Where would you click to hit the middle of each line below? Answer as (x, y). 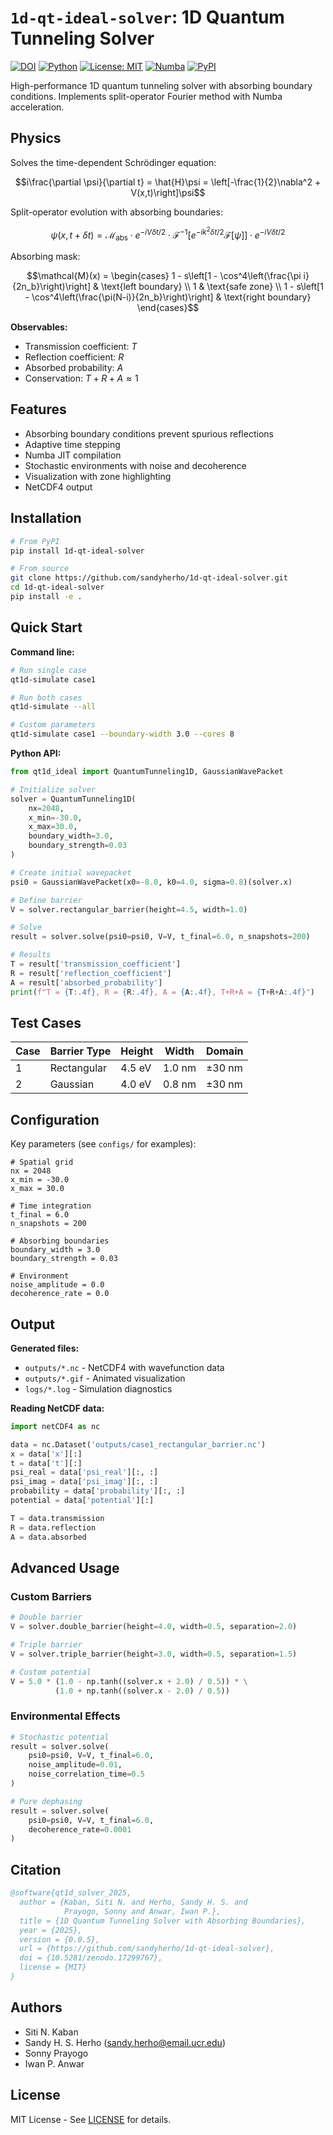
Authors (36, 2007)
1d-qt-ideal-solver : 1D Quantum (147, 17)
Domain (224, 1051)
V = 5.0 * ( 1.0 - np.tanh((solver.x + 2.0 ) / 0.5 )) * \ (129, 1681)
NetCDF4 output (58, 487)
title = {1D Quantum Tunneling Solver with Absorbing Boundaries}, (163, 1921)
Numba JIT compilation (73, 455)
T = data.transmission (57, 1518)
